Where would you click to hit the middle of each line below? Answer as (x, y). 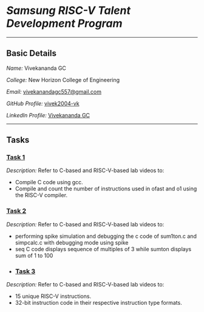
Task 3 (25, 271)
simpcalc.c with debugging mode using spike (72, 242)
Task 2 (16, 211)
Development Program (64, 23)
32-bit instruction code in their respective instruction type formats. (98, 303)
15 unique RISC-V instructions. (53, 296)
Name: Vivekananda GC (36, 68)
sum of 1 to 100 (34, 255)
